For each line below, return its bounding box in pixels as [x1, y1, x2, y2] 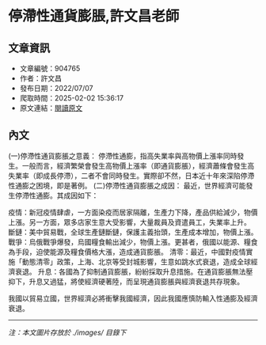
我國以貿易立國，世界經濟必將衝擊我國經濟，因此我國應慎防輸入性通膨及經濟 [8, 294, 258, 303]
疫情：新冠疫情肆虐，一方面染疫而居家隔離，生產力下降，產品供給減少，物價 [8, 207, 258, 217]
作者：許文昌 [19, 74, 62, 83]
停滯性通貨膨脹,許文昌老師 [8, 7, 180, 25]
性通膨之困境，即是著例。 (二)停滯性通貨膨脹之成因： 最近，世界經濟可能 [8, 180, 247, 190]
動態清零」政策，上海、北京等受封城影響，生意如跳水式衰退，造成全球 [21, 256, 251, 266]
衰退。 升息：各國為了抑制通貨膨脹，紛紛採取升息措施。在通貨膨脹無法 [14, 267, 246, 276]
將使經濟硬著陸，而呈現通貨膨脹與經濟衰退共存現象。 [70, 276, 244, 286]
